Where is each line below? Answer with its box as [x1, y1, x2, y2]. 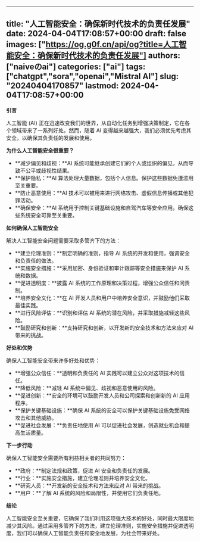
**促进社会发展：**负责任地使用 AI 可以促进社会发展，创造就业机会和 [14, 421, 185, 429]
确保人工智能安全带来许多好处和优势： [6, 357, 100, 364]
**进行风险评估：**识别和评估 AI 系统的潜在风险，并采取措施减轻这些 [14, 309, 185, 316]
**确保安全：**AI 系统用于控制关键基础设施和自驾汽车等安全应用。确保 [14, 204, 189, 211]
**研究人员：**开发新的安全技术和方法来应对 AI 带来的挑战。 [14, 482, 164, 489]
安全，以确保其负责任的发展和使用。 [6, 134, 95, 141]
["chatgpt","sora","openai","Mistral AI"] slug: [6, 71, 179, 82]
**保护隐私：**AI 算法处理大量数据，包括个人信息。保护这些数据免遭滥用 [14, 174, 194, 182]
